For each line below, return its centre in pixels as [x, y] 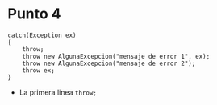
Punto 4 [34, 14]
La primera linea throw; [58, 92]
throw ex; [39, 70]
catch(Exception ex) [42, 35]
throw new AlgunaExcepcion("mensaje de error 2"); [109, 63]
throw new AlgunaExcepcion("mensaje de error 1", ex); [116, 56]
